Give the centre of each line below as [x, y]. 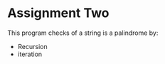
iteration [30, 54]
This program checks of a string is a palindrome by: [83, 33]
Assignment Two [58, 13]
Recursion [32, 46]
